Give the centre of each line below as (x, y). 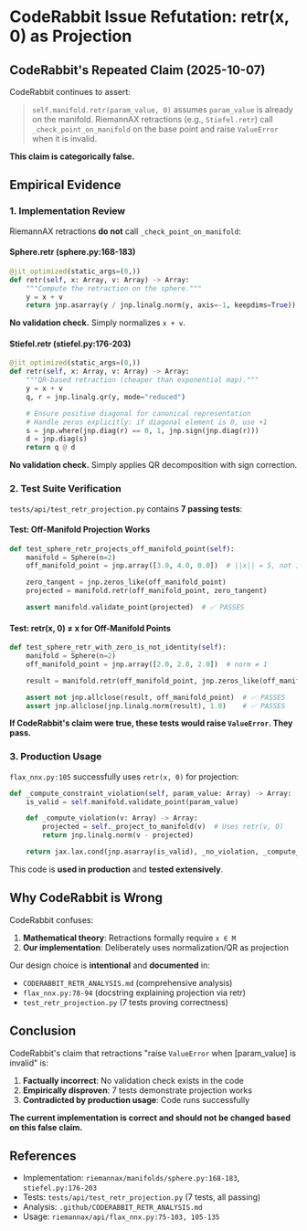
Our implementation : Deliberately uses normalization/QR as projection (156, 947)
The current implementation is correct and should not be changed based (150, 1118)
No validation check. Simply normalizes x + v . (97, 323)
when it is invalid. (64, 138)
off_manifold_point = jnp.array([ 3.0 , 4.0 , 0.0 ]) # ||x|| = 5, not (159, 566)
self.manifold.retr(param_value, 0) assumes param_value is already (163, 110)
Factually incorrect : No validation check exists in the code (133, 1080)
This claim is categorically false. (72, 156)
